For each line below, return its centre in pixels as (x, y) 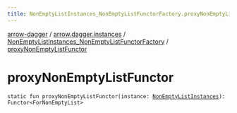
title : (17, 14)
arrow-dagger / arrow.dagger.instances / (66, 34)
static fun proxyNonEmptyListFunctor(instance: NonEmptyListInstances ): (116, 96)
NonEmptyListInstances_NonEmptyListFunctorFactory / (88, 41)
